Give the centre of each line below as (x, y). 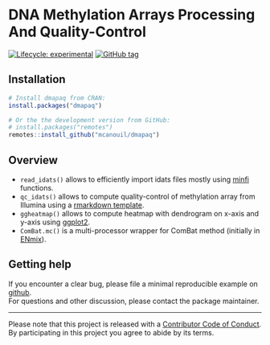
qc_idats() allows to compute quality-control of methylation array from (137, 196)
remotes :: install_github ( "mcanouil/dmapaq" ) (84, 135)
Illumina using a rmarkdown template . (82, 205)
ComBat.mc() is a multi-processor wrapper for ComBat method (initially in (140, 230)
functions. (37, 187)
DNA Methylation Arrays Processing (132, 15)
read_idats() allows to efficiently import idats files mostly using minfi (134, 179)
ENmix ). (33, 239)
